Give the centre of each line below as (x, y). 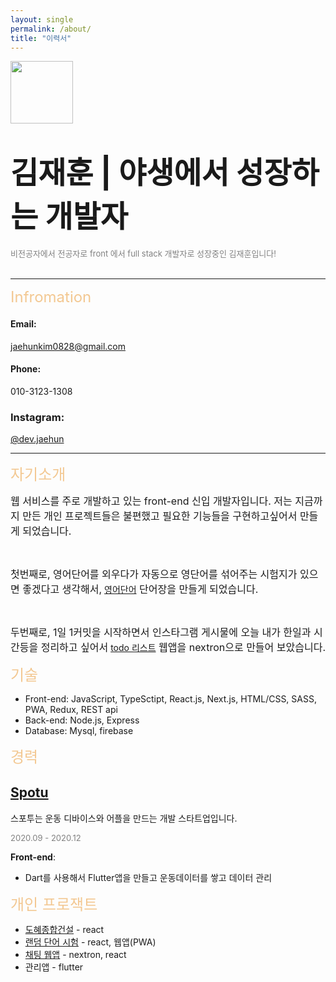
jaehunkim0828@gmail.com (68, 346)
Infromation (51, 297)
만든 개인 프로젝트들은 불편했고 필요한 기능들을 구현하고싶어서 (160, 516)
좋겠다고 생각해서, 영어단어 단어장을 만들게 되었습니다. (140, 589)
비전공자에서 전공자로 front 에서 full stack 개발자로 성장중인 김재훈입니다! (143, 254)
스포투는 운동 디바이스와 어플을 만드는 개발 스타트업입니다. (124, 818)
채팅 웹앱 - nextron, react (75, 954)
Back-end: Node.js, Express (82, 720)
